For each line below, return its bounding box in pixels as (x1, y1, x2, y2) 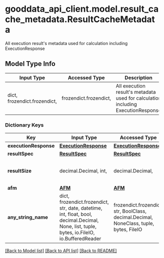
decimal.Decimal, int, (59, 168, 107, 174)
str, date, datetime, (59, 205, 102, 212)
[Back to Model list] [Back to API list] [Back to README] (5, 248, 117, 254)
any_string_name (7, 214, 48, 221)
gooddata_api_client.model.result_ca (5, 3, 159, 15)
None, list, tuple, (59, 223, 97, 230)
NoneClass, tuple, (113, 220, 155, 227)
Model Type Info (5, 60, 56, 68)
